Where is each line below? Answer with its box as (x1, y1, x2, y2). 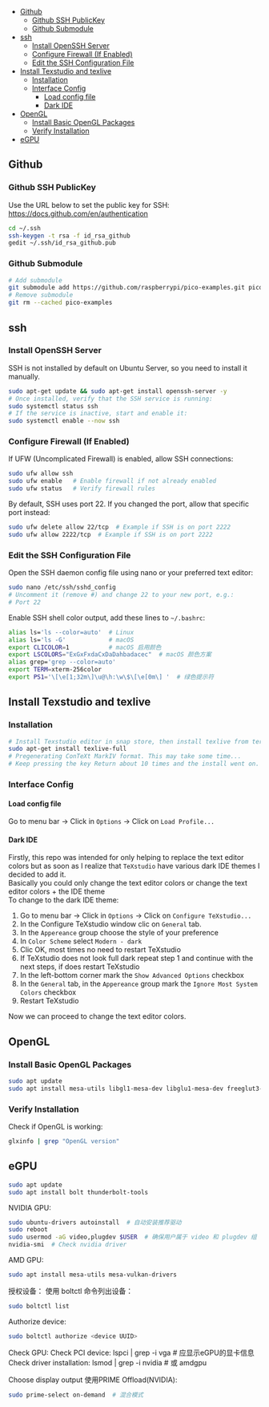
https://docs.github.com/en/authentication (8, 209, 148, 218)
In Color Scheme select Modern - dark (19, 936, 143, 946)
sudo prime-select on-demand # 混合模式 (8, 1391, 144, 1399)
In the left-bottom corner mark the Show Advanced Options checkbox (19, 971, 244, 980)
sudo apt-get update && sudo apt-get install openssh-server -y (8, 387, 227, 395)
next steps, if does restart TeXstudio (19, 962, 140, 971)
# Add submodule (8, 276, 62, 284)
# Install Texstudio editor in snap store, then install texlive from (8, 737, 249, 745)
